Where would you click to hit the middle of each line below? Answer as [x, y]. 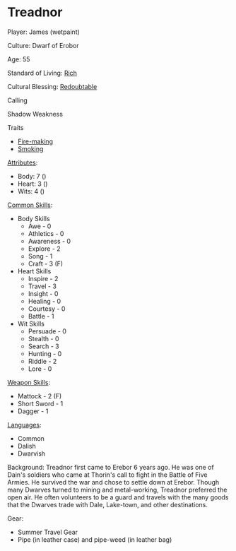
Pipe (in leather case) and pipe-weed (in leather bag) [95, 539]
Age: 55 [19, 59]
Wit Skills [31, 324]
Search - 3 [44, 346]
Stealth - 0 [43, 338]
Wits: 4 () [31, 191]
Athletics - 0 [46, 233]
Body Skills [34, 218]
